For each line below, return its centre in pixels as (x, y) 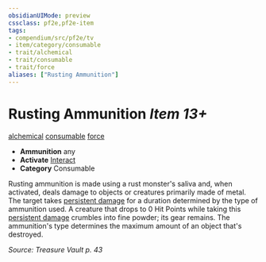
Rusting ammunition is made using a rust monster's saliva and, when (120, 183)
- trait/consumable (40, 60)
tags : (17, 30)
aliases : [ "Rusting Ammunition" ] (64, 75)
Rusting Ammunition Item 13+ (108, 114)
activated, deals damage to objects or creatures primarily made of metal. (127, 192)
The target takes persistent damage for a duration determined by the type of (133, 200)
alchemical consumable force (56, 136)
